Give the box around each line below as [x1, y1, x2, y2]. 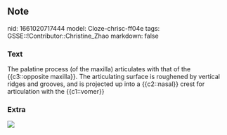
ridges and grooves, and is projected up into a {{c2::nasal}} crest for [7, 80, 205, 88]
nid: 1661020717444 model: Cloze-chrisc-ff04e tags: [7, 24, 160, 32]
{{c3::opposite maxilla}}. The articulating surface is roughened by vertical [7, 73, 220, 81]
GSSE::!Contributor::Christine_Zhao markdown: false [7, 31, 160, 40]
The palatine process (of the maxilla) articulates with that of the [7, 65, 191, 73]
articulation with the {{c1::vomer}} [7, 87, 105, 96]
